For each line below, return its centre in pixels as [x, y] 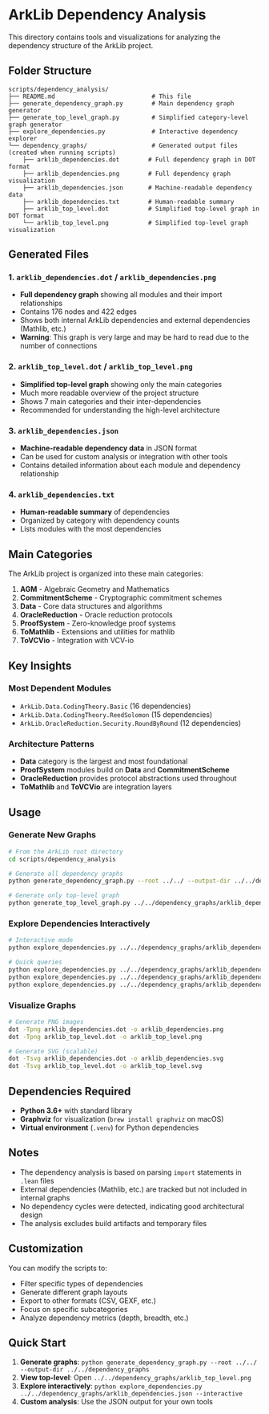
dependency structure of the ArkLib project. [81, 45]
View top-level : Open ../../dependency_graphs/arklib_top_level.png [136, 1378]
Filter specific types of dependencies [81, 1283]
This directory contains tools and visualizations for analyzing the [114, 37]
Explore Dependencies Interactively [79, 923]
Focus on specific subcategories [74, 1309]
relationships [41, 304]
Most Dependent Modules [60, 688]
